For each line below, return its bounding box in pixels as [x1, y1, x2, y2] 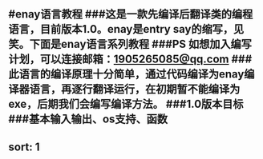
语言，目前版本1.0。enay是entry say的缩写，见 [8, 22, 245, 36]
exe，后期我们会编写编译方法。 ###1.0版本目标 [8, 97, 244, 111]
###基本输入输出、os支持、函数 [8, 113, 168, 126]
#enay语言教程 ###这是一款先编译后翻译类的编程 [8, 7, 253, 22]
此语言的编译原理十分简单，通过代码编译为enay [8, 67, 245, 81]
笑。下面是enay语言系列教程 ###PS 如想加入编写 [8, 38, 253, 51]
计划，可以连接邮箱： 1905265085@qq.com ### [8, 53, 253, 66]
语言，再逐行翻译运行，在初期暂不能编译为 [29, 82, 241, 96]
